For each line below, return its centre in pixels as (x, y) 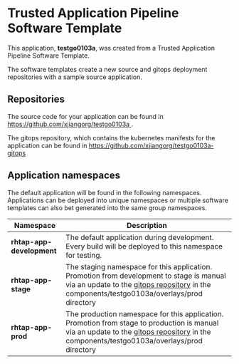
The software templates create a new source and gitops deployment (107, 69)
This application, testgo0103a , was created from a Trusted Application (111, 48)
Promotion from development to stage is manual (146, 276)
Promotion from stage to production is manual (142, 323)
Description (147, 225)
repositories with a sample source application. (75, 77)
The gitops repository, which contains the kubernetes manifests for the (111, 137)
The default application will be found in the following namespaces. (105, 192)
